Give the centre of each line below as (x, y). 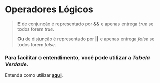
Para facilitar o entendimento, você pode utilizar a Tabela (77, 57)
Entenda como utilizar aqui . (34, 75)
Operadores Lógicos (49, 9)
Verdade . (17, 64)
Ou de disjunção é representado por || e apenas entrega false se (86, 39)
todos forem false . (37, 44)
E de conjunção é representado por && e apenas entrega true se (85, 24)
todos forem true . (36, 29)
